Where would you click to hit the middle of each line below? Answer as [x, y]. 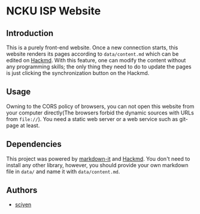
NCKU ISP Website [54, 11]
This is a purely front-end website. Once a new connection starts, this [92, 47]
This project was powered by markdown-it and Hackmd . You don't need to [98, 159]
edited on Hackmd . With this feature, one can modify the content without [96, 60]
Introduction [30, 33]
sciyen [23, 204]
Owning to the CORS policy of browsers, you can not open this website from [100, 106]
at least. [30, 125]
